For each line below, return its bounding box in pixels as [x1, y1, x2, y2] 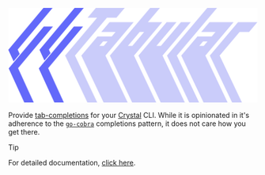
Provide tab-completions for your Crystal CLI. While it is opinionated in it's [8, 111, 250, 120]
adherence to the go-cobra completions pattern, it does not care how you [8, 119, 247, 128]
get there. [8, 127, 40, 137]
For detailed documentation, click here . [8, 158, 136, 168]
